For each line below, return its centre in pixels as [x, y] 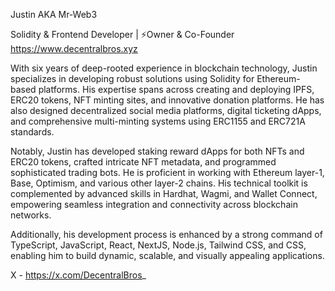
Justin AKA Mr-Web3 [54, 14]
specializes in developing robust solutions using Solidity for [132, 78]
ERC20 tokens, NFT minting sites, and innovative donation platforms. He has [167, 100]
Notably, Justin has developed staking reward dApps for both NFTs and [157, 151]
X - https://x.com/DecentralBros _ [78, 275]
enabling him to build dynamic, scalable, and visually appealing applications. [167, 255]
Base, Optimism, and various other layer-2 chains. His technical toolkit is [159, 183]
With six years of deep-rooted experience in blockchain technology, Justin [164, 68]
